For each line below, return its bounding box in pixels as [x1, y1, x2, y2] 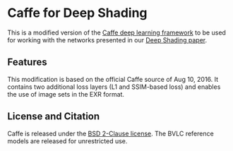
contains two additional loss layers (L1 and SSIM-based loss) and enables [7, 83, 221, 91]
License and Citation [7, 111, 100, 123]
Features [7, 56, 47, 68]
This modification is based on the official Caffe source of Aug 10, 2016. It [7, 75, 219, 83]
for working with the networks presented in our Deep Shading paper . [7, 35, 208, 44]
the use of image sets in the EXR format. [7, 90, 125, 98]
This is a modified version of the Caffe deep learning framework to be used [7, 28, 226, 37]
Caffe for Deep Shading [7, 5, 148, 21]
